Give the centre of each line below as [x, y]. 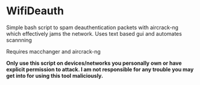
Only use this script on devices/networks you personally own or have [94, 63]
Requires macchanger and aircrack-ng [53, 51]
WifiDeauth [35, 11]
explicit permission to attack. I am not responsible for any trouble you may [100, 69]
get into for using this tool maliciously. [55, 75]
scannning [19, 40]
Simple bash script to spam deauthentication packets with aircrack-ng [93, 27]
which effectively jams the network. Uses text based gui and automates [94, 33]
